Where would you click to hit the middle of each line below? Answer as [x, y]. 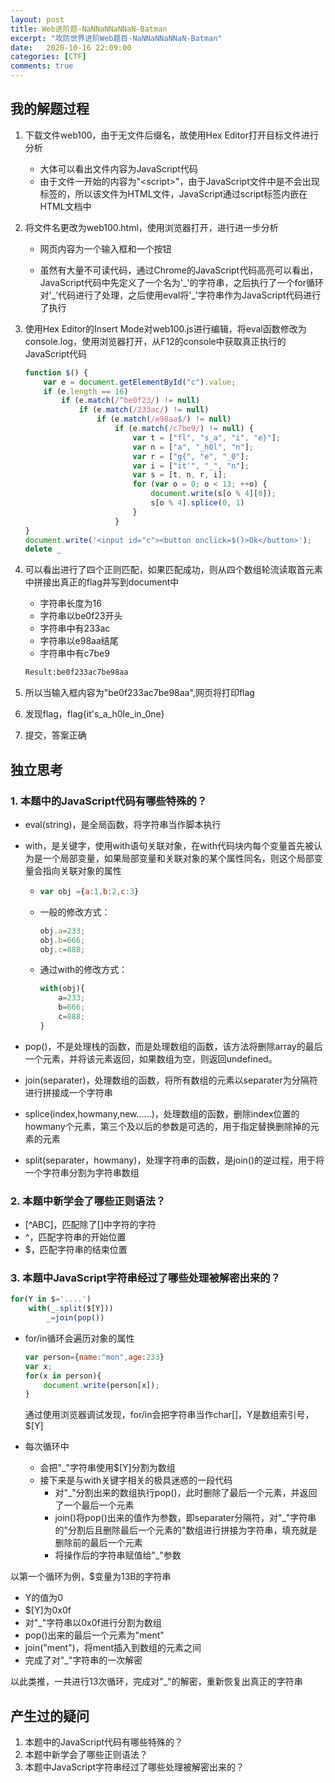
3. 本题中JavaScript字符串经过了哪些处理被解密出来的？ [145, 1278]
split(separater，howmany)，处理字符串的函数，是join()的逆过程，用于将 [174, 1160]
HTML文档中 [65, 206]
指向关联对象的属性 [82, 870]
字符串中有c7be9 [74, 653]
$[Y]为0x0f [48, 1610]
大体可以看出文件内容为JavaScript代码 [118, 168]
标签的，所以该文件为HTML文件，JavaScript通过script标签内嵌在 [173, 193]
